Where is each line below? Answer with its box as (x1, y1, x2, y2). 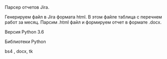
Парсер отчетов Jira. (5, 4, 50, 10)
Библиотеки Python (5, 38, 46, 44)
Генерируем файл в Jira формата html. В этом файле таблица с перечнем (5, 14, 162, 19)
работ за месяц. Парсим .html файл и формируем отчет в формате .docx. (5, 19, 161, 25)
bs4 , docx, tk (5, 48, 33, 54)
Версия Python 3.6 (5, 29, 45, 34)
